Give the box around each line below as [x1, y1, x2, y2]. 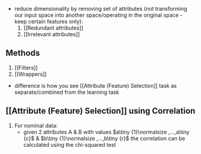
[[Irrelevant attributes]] [23, 31, 80, 38]
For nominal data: [14, 122, 58, 129]
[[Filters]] [14, 64, 38, 71]
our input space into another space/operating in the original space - [14, 11, 183, 19]
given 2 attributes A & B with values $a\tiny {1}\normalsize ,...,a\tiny [23, 128, 190, 135]
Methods [5, 48, 40, 58]
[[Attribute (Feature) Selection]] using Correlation [5, 106, 196, 116]
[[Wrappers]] [14, 70, 47, 78]
